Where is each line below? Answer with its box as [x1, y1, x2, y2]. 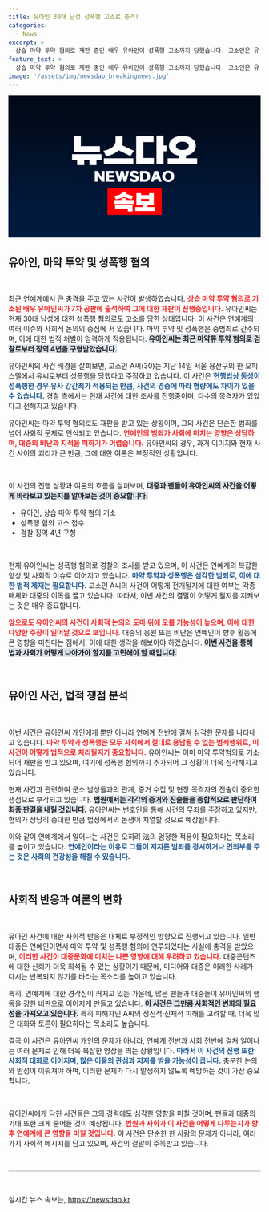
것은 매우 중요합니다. [16, 601, 82, 610]
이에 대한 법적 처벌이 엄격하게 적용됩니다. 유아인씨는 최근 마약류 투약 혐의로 [18, 334, 252, 344]
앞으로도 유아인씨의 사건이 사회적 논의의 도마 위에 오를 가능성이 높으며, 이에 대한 [8, 618, 255, 627]
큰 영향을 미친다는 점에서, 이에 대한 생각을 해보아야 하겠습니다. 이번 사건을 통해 [8, 638, 254, 647]
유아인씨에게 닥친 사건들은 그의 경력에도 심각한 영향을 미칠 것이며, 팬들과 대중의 [8, 1108, 256, 1118]
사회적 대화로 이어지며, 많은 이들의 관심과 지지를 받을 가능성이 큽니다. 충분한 [8, 1056, 243, 1065]
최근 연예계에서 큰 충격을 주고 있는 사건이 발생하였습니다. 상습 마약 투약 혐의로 [8, 294, 251, 304]
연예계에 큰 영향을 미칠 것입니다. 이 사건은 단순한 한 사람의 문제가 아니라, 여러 [16, 1128, 256, 1138]
